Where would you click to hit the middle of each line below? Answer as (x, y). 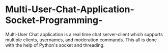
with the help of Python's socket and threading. (55, 45)
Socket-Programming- (54, 20)
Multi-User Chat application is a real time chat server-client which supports (84, 34)
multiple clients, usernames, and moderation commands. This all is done (81, 40)
